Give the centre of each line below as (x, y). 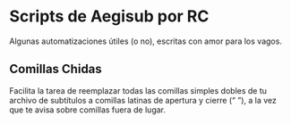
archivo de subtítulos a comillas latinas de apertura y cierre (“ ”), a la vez (143, 100)
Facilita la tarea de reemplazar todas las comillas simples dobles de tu (138, 90)
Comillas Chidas (56, 69)
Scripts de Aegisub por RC (109, 17)
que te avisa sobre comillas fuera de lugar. (88, 110)
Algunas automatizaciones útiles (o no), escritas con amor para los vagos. (145, 41)
